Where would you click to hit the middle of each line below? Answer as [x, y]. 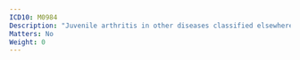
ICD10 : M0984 [33, 17]
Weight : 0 [28, 42]
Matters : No [31, 34]
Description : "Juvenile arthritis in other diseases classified [131, 26]
